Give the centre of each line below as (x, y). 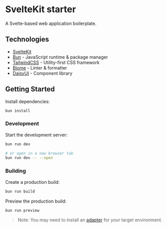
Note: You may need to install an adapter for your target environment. (90, 220)
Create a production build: (32, 182)
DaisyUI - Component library (42, 73)
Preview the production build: (36, 201)
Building (16, 171)
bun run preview (22, 210)
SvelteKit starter (41, 9)
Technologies (27, 39)
